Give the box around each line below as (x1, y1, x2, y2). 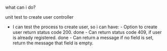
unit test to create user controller (5, 14, 74, 20)
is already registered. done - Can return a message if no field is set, (12, 35, 154, 40)
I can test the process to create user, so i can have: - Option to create (12, 24, 158, 30)
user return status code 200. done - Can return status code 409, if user (12, 29, 162, 35)
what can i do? (5, 5, 36, 10)
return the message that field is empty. (12, 40, 94, 46)
